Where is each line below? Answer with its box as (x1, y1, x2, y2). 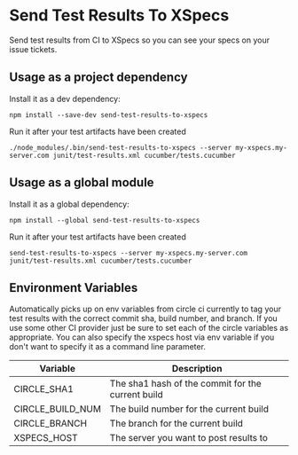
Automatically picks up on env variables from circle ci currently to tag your (9, 303, 282, 315)
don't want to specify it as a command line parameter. (9, 341, 207, 352)
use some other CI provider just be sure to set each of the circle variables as (9, 323, 289, 333)
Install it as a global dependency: (9, 199, 130, 209)
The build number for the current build (109, 403, 269, 415)
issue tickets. (9, 43, 58, 54)
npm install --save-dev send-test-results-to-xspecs (9, 110, 208, 120)
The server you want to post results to (109, 432, 269, 444)
